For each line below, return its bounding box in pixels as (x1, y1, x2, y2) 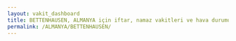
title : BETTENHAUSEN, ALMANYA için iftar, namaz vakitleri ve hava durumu (7, 17, 231, 24)
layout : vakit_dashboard (7, 10, 80, 17)
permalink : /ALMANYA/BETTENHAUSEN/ (7, 23, 112, 30)
